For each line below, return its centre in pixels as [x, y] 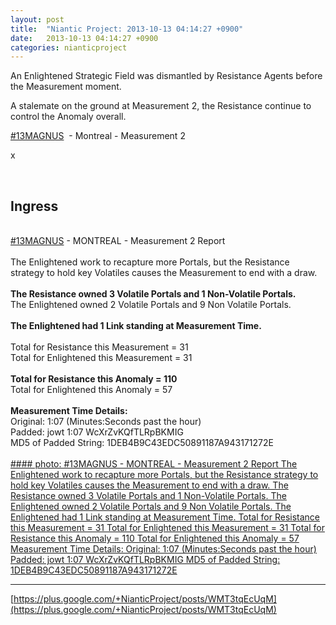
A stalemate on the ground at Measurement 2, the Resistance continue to [161, 106]
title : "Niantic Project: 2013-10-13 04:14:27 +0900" [127, 29]
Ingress [34, 206]
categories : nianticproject [69, 47]
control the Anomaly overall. [68, 117]
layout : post [37, 19]
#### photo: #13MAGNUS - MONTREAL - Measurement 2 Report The [154, 464]
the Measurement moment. [66, 87]
